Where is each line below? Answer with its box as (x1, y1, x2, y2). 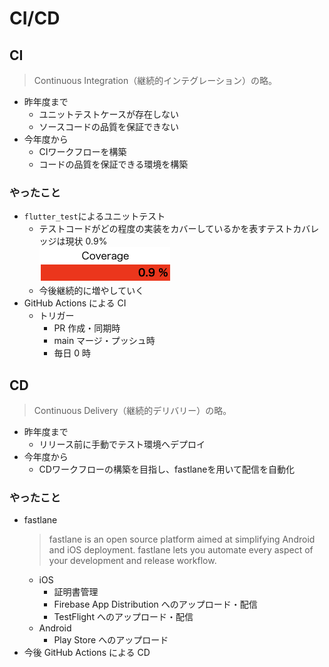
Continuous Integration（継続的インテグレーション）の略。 (33, 75, 277, 86)
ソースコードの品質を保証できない (38, 121, 179, 132)
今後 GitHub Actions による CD (23, 647, 151, 659)
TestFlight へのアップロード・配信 (53, 611, 194, 623)
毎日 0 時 (53, 347, 92, 359)
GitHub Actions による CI (23, 297, 127, 309)
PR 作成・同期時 (53, 322, 121, 334)
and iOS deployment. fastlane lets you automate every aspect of (48, 544, 314, 556)
